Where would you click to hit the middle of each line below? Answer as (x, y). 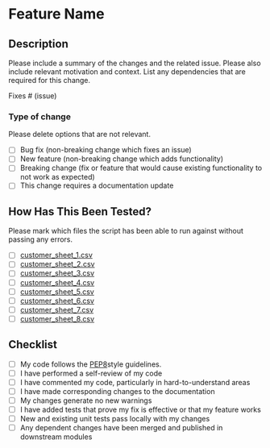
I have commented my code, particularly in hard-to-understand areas (135, 382)
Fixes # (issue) (33, 96)
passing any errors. (41, 239)
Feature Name (56, 14)
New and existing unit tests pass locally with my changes (115, 419)
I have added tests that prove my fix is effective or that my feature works (141, 409)
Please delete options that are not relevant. (80, 135)
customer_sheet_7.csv (57, 309)
